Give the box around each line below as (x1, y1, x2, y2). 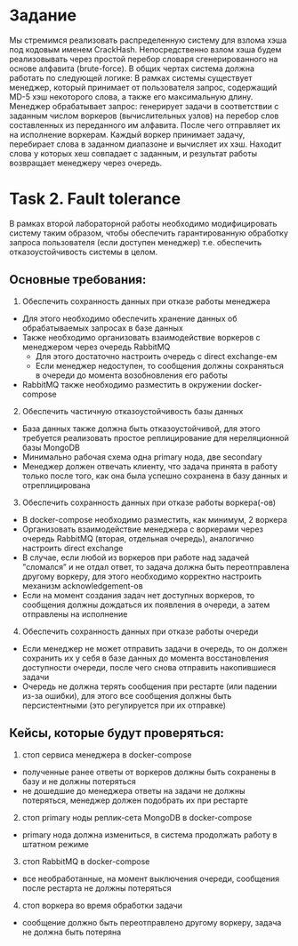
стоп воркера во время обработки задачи (21, 900, 182, 910)
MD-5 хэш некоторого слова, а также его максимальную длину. (9, 91, 254, 102)
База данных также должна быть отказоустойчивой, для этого (21, 423, 261, 434)
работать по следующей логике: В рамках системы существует (9, 72, 253, 83)
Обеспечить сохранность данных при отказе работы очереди (21, 626, 259, 637)
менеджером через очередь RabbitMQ (21, 341, 171, 352)
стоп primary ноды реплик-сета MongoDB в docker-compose (21, 812, 253, 822)
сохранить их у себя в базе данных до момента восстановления (21, 653, 269, 663)
